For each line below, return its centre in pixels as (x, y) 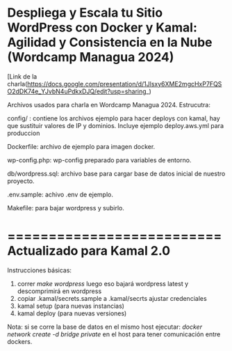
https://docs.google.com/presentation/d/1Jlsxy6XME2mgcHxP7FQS (125, 84)
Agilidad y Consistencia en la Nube (110, 42)
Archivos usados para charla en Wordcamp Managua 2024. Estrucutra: (109, 104)
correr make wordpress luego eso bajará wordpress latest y (103, 283)
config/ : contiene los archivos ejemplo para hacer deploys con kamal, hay (114, 118)
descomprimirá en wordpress (59, 291)
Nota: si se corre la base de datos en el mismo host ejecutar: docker (105, 327)
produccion (24, 133)
